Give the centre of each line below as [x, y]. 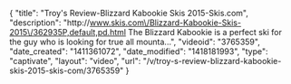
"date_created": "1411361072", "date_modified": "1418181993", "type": [139, 51]
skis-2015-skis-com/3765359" [67, 70]
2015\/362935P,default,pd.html [68, 32]
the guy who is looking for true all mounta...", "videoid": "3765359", [135, 42]
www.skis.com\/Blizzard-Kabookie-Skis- [165, 23]
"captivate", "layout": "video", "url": [75, 61]
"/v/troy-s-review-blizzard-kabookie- [212, 61]
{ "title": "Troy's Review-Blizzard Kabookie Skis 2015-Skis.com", [129, 13]
